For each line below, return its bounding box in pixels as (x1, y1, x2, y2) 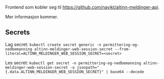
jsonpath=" (76, 65, 99, 70)
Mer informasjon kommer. (5, 14, 58, 19)
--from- (114, 47, 131, 52)
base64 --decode (110, 69, 144, 74)
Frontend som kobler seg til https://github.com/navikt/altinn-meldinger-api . (5, 4, 160, 10)
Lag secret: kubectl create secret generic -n (5, 41, 101, 47)
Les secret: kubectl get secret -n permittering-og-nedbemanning (5, 60, 141, 66)
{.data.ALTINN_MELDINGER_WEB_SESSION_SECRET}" (5, 69, 104, 74)
